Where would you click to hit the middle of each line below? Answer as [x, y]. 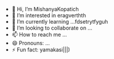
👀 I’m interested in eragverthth [49, 15]
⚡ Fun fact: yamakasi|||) [41, 50]
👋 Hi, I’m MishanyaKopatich [45, 9]
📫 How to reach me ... [39, 35]
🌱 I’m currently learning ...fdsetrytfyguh [60, 22]
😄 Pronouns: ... [31, 43]
